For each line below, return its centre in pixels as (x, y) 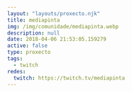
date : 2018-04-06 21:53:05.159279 (57, 39)
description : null (34, 33)
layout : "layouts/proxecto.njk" (54, 13)
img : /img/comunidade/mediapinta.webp (63, 26)
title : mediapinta (34, 20)
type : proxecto (29, 53)
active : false (28, 46)
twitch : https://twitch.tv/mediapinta (69, 78)
